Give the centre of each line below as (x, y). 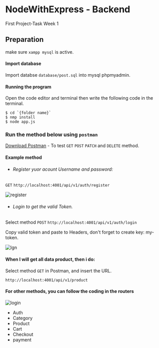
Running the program (28, 87)
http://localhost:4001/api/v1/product (47, 280)
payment (22, 340)
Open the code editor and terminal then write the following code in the (79, 98)
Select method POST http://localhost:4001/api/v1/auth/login (71, 222)
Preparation (25, 40)
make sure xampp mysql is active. (40, 52)
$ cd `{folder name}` (28, 113)
